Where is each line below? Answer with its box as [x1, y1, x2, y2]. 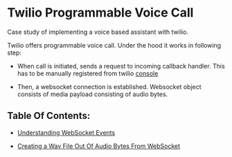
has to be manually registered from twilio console [17, 69, 159, 77]
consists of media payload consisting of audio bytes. [17, 90, 168, 98]
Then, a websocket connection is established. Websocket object [17, 82, 202, 91]
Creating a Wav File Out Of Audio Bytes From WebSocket [17, 142, 180, 150]
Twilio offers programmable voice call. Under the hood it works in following [7, 41, 222, 49]
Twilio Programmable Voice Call [7, 5, 194, 21]
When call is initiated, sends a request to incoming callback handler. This [17, 62, 225, 70]
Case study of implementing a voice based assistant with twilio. [7, 28, 189, 36]
